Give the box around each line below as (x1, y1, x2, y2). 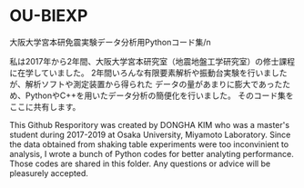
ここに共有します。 (9, 101, 81, 112)
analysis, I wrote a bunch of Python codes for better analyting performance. (9, 148, 294, 159)
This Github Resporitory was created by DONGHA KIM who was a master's (9, 119, 289, 130)
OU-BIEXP (9, 5, 88, 26)
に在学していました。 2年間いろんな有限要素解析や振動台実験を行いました (9, 67, 289, 78)
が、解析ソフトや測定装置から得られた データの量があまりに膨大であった (9, 78, 283, 89)
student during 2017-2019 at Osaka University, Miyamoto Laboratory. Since (9, 129, 291, 140)
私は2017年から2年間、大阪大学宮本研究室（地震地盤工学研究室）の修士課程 (9, 55, 296, 66)
